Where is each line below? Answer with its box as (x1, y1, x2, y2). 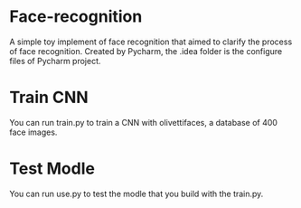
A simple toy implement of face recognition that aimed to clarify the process (9, 36, 293, 47)
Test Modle (9, 158, 95, 179)
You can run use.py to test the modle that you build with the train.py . (9, 188, 264, 199)
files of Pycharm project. (9, 55, 101, 66)
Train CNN (9, 88, 89, 108)
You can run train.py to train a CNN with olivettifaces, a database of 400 (9, 117, 278, 128)
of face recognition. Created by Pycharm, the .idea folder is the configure (9, 45, 283, 56)
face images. (9, 127, 58, 137)
